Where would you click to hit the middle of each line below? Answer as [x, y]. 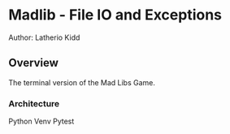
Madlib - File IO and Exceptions [115, 15]
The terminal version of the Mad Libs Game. [82, 82]
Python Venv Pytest [41, 121]
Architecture [34, 103]
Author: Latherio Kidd [44, 37]
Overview [34, 63]
